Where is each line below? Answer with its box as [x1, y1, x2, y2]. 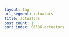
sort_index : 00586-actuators [4, 25, 65, 30]
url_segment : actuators [4, 12, 54, 16]
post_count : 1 [4, 20, 34, 25]
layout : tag [4, 7, 29, 12]
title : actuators [4, 16, 40, 21]
